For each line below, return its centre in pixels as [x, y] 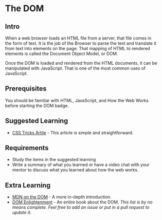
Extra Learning [28, 185]
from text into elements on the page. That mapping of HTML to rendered [78, 48]
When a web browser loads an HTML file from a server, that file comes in [78, 38]
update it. [22, 213]
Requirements [27, 148]
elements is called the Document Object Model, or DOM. [62, 54]
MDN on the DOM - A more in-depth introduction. [62, 197]
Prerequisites [26, 89]
